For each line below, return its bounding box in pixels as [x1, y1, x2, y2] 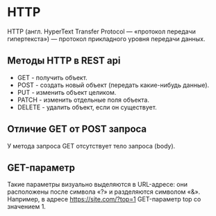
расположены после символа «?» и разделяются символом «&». [7, 187, 201, 196]
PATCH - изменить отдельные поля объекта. [17, 95, 149, 104]
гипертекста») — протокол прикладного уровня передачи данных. [7, 34, 206, 43]
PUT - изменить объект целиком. [17, 88, 117, 96]
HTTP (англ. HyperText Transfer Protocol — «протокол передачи [7, 27, 196, 36]
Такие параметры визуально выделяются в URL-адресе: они [7, 180, 188, 189]
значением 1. [7, 203, 47, 211]
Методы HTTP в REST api [7, 55, 121, 67]
